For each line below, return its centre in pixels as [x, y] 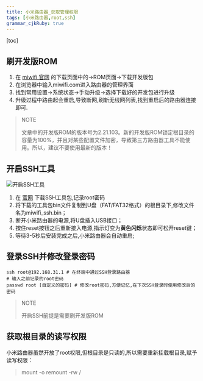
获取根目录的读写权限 [46, 337]
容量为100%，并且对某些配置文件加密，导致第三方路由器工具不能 [103, 140]
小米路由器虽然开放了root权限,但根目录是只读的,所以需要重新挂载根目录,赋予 [102, 352]
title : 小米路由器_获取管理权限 [42, 12]
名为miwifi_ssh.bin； [41, 213]
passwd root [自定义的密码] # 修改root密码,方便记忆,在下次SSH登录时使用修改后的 [101, 285]
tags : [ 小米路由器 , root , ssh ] [41, 18]
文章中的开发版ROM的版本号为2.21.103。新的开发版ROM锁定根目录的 [108, 132]
